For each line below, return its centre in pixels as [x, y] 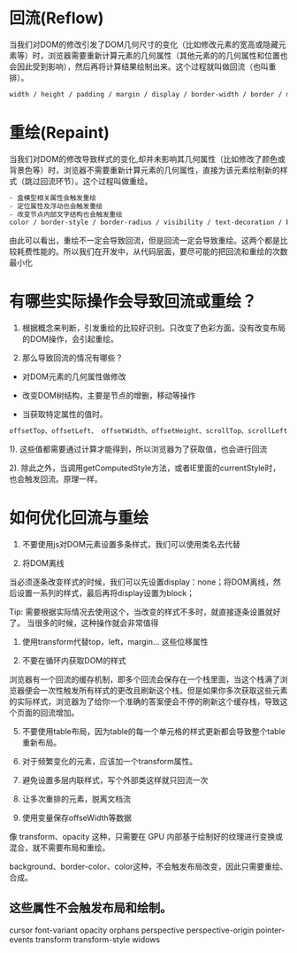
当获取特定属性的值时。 [65, 415]
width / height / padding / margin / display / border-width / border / [146, 94]
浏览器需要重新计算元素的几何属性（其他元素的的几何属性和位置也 [168, 55]
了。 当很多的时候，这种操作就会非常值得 [84, 623]
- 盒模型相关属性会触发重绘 [53, 198]
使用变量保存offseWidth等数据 [77, 817]
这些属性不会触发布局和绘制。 [91, 908]
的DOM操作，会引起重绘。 [70, 339]
